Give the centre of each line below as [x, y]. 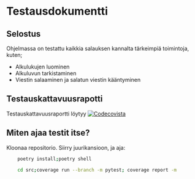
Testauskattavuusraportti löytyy [47, 114]
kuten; [14, 55]
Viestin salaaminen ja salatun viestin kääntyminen [78, 80]
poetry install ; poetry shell [55, 159]
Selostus [24, 34]
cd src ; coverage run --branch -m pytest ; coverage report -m [97, 170]
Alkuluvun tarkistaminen [46, 73]
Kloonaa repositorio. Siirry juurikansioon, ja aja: [66, 147]
